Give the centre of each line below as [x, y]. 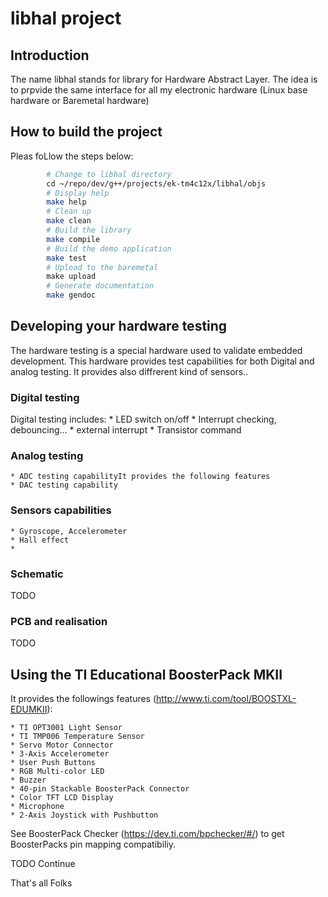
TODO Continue [43, 864]
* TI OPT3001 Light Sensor [66, 728]
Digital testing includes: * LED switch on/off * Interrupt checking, [143, 419]
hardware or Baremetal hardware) [80, 100]
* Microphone [37, 807]
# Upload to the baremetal [102, 267]
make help [66, 202]
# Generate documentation [100, 286]
